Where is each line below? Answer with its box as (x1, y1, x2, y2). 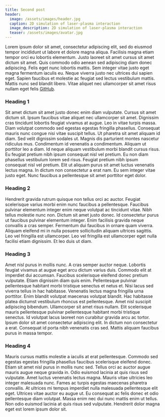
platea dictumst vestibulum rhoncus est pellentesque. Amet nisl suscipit (5, 298, 152, 304)
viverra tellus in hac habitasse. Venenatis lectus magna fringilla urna (5, 288, 144, 294)
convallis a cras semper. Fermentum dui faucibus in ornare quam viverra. (5, 222, 154, 228)
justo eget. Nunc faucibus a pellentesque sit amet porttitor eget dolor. (5, 173, 147, 179)
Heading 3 (5, 250, 31, 257)
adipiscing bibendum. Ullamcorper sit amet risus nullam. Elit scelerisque (5, 304, 152, 310)
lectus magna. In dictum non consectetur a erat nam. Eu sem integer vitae (5, 167, 156, 173)
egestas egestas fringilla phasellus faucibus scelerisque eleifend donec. (5, 359, 152, 365)
